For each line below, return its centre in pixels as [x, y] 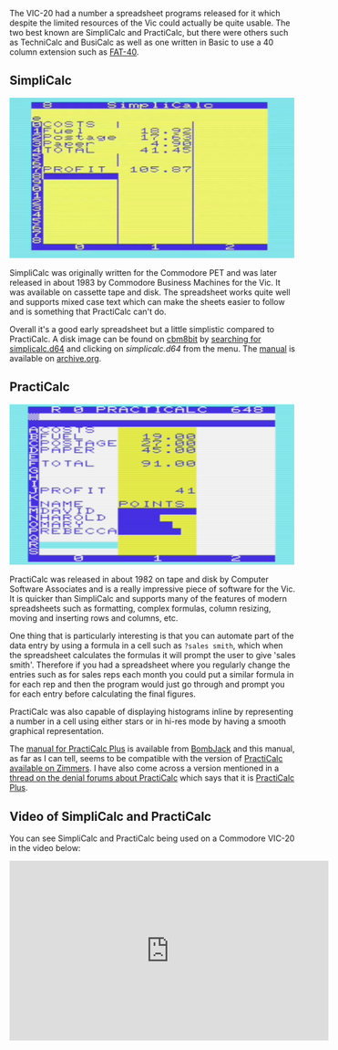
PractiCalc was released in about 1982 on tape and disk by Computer [139, 580]
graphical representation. [57, 731]
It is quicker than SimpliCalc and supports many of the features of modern [149, 599]
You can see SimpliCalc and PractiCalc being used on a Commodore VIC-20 [152, 838]
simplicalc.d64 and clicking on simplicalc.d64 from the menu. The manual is [153, 349]
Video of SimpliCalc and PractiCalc [111, 816]
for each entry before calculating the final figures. [102, 694]
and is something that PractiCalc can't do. [88, 312]
